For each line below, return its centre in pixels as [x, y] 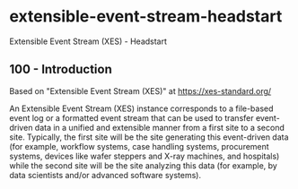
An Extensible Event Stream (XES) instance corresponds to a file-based [141, 108]
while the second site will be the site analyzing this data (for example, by [144, 165]
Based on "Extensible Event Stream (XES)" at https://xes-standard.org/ [140, 90]
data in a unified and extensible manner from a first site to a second [160, 127]
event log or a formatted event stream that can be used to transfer [131, 117]
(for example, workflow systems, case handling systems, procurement [139, 146]
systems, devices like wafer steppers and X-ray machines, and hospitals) [145, 156]
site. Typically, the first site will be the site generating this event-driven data [149, 137]
